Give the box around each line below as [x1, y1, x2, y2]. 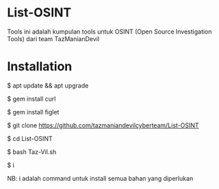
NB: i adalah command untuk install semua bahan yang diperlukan [7, 174, 194, 182]
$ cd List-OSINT [7, 134, 53, 142]
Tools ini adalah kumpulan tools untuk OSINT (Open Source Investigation [7, 27, 212, 36]
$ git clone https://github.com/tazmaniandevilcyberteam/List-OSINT [7, 121, 200, 129]
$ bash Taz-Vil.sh [7, 147, 57, 155]
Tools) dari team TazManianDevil [7, 34, 100, 42]
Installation [7, 59, 73, 75]
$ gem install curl [7, 94, 56, 103]
